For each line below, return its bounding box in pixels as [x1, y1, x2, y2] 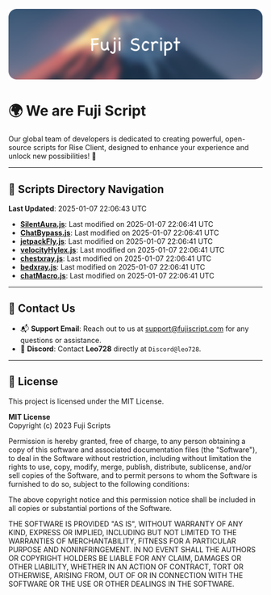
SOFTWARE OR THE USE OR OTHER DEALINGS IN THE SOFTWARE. [8, 579, 235, 589]
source [8, 143, 32, 153]
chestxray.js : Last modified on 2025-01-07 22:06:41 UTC [19, 254, 212, 263]
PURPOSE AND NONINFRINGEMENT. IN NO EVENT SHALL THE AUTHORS [8, 544, 256, 554]
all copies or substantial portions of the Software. [8, 503, 172, 513]
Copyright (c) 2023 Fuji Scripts [8, 421, 111, 430]
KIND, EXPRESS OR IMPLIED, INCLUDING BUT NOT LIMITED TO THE [8, 527, 237, 537]
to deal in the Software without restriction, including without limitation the [8, 453, 252, 463]
